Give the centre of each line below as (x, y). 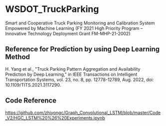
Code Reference (31, 101)
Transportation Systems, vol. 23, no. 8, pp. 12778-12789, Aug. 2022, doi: (80, 79)
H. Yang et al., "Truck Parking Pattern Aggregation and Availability (73, 69)
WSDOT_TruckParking (52, 9)
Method (18, 57)
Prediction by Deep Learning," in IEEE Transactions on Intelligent (71, 74)
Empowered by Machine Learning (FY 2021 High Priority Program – (74, 28)
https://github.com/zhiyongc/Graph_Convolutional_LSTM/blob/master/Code (83, 113)
